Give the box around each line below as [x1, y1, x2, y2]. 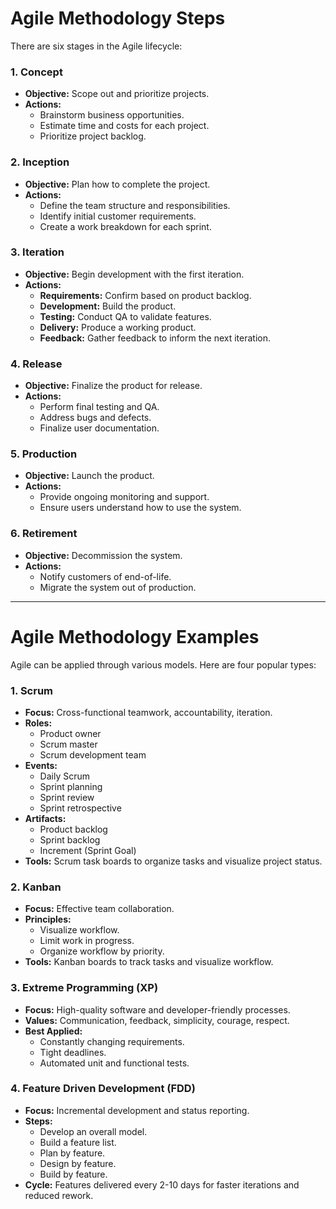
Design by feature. [39, 1157, 117, 1169]
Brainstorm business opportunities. [39, 109, 185, 121]
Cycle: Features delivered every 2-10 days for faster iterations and [24, 1178, 300, 1191]
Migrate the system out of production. [39, 581, 197, 593]
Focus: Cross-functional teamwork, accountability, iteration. [24, 706, 273, 718]
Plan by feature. [39, 1147, 106, 1159]
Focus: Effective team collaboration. [24, 903, 175, 915]
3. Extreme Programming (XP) [10, 981, 159, 995]
